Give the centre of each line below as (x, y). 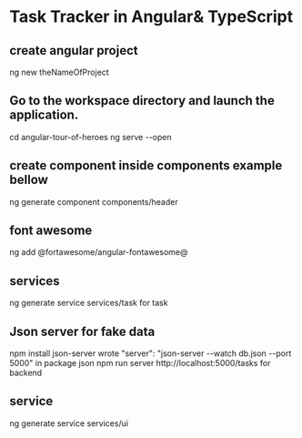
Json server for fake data (82, 331)
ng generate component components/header (94, 201)
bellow (29, 180)
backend (26, 373)
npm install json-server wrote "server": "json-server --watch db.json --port (151, 353)
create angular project (74, 51)
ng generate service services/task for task (89, 303)
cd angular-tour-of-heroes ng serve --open (91, 137)
